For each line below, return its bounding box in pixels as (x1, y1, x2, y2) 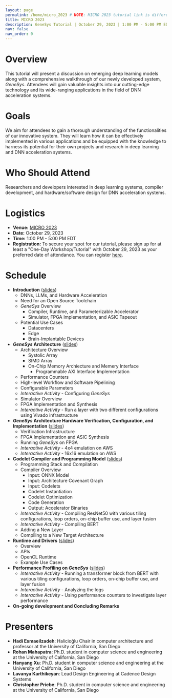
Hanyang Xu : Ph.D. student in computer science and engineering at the (12, 660, 164, 666)
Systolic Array (28, 352, 58, 358)
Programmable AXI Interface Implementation (35, 368, 130, 375)
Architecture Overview (20, 346, 68, 353)
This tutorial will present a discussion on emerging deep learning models (5, 70, 159, 76)
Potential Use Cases (20, 319, 63, 325)
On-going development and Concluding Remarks (12, 603, 119, 609)
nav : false (5, 27, 29, 32)
